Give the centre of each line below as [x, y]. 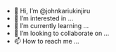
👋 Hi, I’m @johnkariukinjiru [52, 11]
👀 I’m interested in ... [44, 18]
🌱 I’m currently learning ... [51, 26]
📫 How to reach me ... [46, 41]
